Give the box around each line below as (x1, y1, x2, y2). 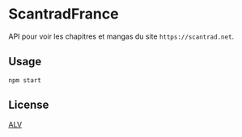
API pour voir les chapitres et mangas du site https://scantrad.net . (8, 31, 235, 41)
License (8, 98, 49, 112)
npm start (8, 76, 42, 85)
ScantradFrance (8, 5, 119, 23)
